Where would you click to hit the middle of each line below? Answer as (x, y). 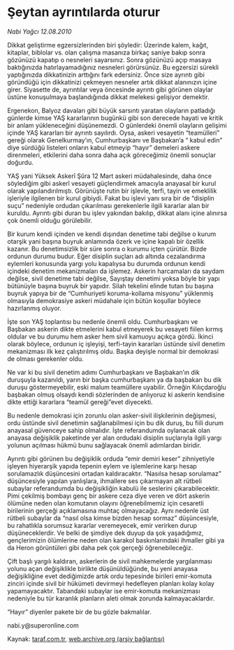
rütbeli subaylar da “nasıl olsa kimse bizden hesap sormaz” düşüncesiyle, (113, 518)
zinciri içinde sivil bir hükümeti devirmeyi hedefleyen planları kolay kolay (111, 583)
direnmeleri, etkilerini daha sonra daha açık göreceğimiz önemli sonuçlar (112, 155)
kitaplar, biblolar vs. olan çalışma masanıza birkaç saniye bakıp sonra (107, 52)
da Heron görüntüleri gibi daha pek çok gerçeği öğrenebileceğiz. (100, 547)
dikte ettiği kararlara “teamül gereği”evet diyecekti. (80, 401)
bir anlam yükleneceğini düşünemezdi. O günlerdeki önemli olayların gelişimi (117, 125)
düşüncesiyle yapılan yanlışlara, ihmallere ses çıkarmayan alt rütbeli (105, 481)
